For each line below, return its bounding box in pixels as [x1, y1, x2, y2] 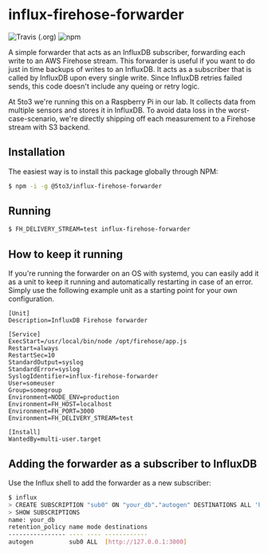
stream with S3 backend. [8, 122, 90, 132]
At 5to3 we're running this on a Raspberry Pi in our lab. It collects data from [8, 97, 256, 106]
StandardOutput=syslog [8, 358, 84, 366]
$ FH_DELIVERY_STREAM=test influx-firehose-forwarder [8, 225, 191, 233]
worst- [227, 105, 250, 115]
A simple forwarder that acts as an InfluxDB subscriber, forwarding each [8, 47, 246, 57]
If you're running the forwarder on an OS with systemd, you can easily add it [8, 269, 259, 279]
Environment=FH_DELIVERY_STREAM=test [8, 414, 134, 422]
